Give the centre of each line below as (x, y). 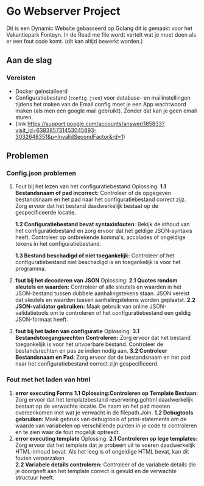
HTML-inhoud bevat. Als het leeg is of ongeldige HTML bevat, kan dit (102, 451)
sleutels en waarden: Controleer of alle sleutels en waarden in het (98, 287)
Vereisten (21, 78)
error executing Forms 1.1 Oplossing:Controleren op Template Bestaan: (107, 393)
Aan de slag (29, 60)
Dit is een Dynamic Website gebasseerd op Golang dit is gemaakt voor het (100, 28)
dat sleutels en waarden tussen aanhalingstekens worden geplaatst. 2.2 (105, 300)
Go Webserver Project (63, 11)
